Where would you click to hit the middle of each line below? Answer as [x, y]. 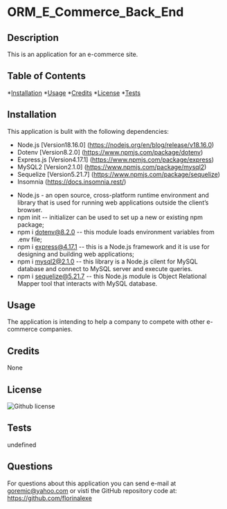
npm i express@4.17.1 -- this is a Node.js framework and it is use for [113, 246]
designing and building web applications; [76, 254]
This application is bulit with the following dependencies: [88, 131]
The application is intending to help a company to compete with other [106, 322]
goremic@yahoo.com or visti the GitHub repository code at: [92, 490]
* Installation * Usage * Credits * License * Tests [74, 93]
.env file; [30, 239]
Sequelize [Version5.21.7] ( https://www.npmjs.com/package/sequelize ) [118, 174]
